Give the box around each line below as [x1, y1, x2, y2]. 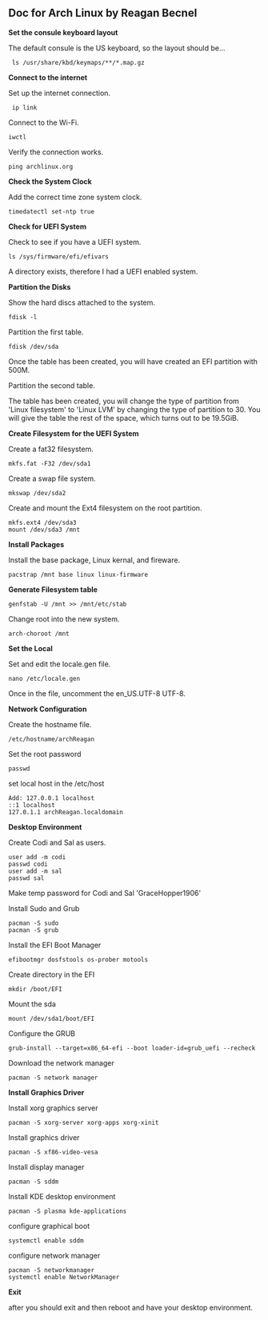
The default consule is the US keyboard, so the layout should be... [8, 43, 226, 53]
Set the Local [8, 643, 54, 653]
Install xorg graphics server [8, 1103, 98, 1113]
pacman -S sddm [8, 1178, 59, 1186]
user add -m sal [8, 867, 62, 875]
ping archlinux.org [8, 162, 74, 170]
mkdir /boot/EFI [8, 985, 62, 993]
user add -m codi [8, 853, 66, 861]
